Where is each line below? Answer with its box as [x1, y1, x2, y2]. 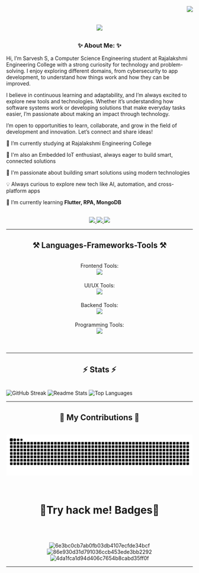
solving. [6, 68, 25, 75]
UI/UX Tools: [84, 282, 115, 289]
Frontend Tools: [80, 262, 119, 270]
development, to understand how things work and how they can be [6, 74, 170, 81]
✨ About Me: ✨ [78, 42, 121, 50]
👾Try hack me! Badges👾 [39, 503, 160, 517]
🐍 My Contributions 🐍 [59, 412, 140, 422]
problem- [160, 61, 184, 68]
